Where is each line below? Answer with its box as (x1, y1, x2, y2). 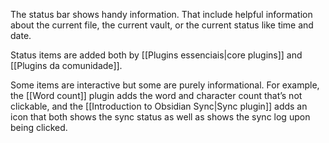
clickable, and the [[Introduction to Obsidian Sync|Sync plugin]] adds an (10, 100, 308, 112)
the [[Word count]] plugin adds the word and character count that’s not (10, 90, 303, 101)
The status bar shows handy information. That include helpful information (10, 9, 313, 20)
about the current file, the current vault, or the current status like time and (10, 19, 314, 31)
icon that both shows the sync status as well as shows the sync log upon (10, 111, 311, 123)
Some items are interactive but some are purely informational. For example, (10, 79, 320, 91)
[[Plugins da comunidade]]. (10, 60, 123, 71)
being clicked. (10, 122, 68, 133)
